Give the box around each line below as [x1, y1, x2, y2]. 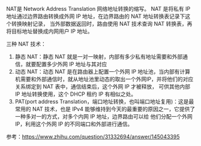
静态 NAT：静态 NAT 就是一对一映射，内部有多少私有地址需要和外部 [14, 53, 183, 60]
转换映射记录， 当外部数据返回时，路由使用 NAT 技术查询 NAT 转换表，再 [11, 20, 193, 27]
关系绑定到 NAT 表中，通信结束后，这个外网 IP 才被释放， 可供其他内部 [14, 83, 191, 90]
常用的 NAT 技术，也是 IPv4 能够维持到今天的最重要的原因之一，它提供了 [14, 105, 196, 112]
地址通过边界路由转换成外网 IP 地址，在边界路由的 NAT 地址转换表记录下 [6, 13, 185, 20]
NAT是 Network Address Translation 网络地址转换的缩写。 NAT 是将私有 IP [6, 5, 191, 12]
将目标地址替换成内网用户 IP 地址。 [6, 28, 93, 35]
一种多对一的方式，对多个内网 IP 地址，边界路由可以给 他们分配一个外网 [14, 113, 193, 120]
